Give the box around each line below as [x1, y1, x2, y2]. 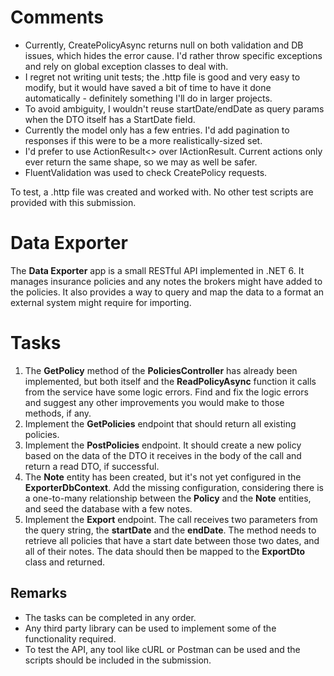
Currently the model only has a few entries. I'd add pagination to [24, 124, 290, 136]
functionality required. [24, 632, 117, 645]
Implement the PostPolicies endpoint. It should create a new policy [24, 439, 302, 451]
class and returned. [24, 556, 105, 568]
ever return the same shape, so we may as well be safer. [24, 156, 258, 168]
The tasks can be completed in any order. [24, 611, 197, 623]
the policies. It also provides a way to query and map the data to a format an [10, 286, 325, 298]
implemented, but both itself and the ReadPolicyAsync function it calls [24, 375, 317, 387]
